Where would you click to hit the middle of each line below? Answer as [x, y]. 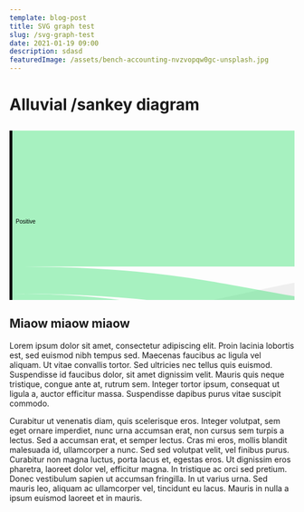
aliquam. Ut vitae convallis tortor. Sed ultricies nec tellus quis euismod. [141, 364]
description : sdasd [46, 52]
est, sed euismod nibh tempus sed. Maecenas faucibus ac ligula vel [135, 355]
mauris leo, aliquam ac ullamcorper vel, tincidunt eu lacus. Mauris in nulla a [149, 488]
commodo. [29, 403]
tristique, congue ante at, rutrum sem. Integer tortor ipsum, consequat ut [145, 384]
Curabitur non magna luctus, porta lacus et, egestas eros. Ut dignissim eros [150, 459]
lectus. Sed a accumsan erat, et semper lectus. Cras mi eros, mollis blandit [148, 440]
